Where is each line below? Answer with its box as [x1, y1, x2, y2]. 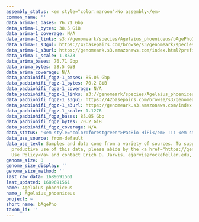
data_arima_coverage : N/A [6, 69, 70, 75]
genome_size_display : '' [6, 163, 68, 169]
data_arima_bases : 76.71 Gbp [6, 58, 78, 64]
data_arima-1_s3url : [6, 47, 57, 53]
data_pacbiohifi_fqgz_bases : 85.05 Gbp [6, 113, 105, 119]
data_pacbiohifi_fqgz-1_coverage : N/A [6, 86, 102, 92]
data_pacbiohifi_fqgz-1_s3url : [6, 102, 84, 108]
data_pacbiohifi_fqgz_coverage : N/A [6, 124, 97, 130]
